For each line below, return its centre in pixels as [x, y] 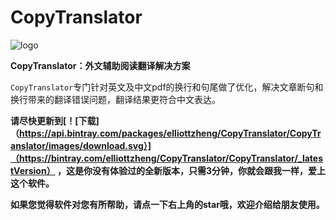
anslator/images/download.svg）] [81, 145]
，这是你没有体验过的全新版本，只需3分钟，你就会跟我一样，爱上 [191, 170]
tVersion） [33, 170]
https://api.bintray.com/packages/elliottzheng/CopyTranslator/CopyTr [170, 133]
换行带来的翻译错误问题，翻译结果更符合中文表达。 [115, 99]
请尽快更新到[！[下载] [55, 120]
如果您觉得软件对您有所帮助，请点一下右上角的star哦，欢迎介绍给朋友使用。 [167, 204]
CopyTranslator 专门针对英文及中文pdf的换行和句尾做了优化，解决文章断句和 [167, 87]
